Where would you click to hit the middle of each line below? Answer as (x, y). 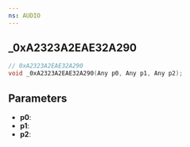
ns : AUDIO (25, 15)
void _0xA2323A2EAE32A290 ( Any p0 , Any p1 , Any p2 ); (95, 73)
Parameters (38, 98)
